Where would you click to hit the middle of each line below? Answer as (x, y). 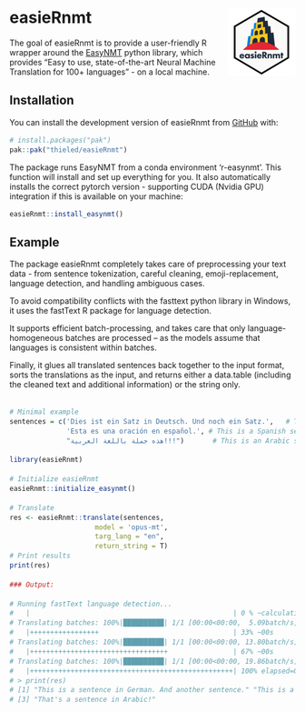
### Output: (32, 585)
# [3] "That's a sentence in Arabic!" (83, 700)
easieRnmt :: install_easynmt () (67, 214)
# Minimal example (44, 412)
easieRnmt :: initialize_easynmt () (73, 489)
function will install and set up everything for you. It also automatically (140, 176)
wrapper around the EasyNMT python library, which (106, 52)
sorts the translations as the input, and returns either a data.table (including (150, 375)
